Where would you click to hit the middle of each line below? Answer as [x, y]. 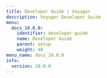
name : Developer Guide [44, 39]
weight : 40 [30, 50]
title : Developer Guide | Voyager [49, 11]
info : [13, 60]
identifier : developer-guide [52, 33]
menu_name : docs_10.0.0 [35, 55]
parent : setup [34, 45]
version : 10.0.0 [31, 66]
